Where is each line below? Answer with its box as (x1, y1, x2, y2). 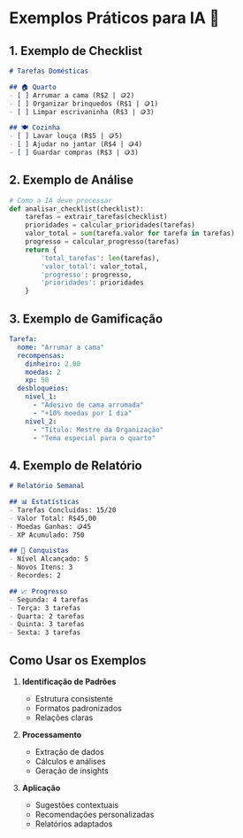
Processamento (21, 730, 82, 740)
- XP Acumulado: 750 (9, 531, 86, 539)
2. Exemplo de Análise (9, 173, 134, 188)
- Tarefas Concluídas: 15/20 (9, 505, 117, 515)
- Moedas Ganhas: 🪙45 (9, 522, 91, 531)
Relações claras (34, 712, 94, 723)
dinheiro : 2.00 (25, 359, 81, 369)
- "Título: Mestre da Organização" (32, 425, 164, 434)
